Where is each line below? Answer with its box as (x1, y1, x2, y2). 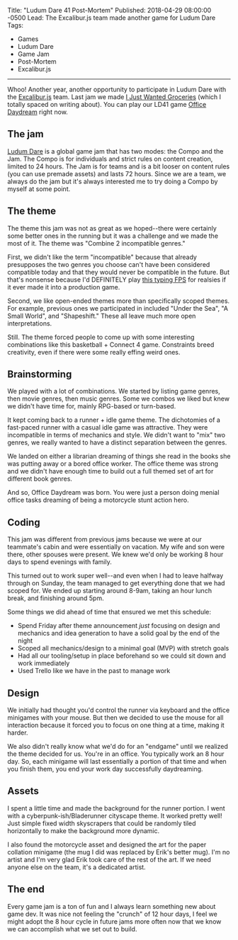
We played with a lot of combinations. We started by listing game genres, (7, 387, 221, 396)
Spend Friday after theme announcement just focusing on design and (17, 621, 220, 630)
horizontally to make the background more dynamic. (7, 826, 160, 835)
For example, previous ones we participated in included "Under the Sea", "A (7, 304, 229, 312)
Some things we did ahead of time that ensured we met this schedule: (7, 608, 211, 617)
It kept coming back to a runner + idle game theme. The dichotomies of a (7, 415, 221, 424)
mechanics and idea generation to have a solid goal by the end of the (17, 629, 220, 638)
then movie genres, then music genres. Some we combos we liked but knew (7, 394, 230, 403)
